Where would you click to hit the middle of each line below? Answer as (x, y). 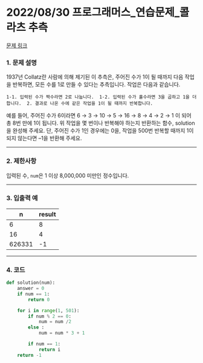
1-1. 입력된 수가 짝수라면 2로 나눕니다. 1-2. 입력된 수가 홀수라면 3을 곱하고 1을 (98, 97)
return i (50, 349)
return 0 (39, 299)
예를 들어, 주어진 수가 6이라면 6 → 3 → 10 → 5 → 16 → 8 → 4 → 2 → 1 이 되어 (99, 116)
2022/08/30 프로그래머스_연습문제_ (93, 12)
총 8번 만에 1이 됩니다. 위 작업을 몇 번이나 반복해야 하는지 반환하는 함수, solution (101, 123)
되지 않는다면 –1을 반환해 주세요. (44, 138)
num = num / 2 (55, 322)
